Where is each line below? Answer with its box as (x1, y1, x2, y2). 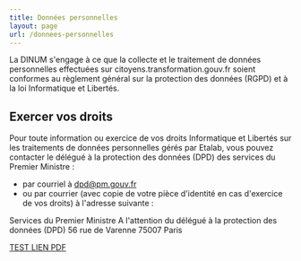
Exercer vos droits (9, 109, 114, 124)
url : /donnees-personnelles (9, 30, 115, 39)
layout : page (9, 22, 58, 30)
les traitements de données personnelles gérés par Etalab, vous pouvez (9, 143, 274, 153)
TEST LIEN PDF (9, 242, 67, 253)
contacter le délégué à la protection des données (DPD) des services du (9, 152, 276, 162)
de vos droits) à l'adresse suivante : (21, 198, 154, 209)
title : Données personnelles (9, 13, 118, 22)
